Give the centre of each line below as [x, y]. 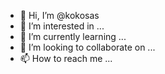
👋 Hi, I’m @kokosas [59, 15]
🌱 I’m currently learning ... [73, 36]
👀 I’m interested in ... [62, 26]
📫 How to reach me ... [66, 58]
